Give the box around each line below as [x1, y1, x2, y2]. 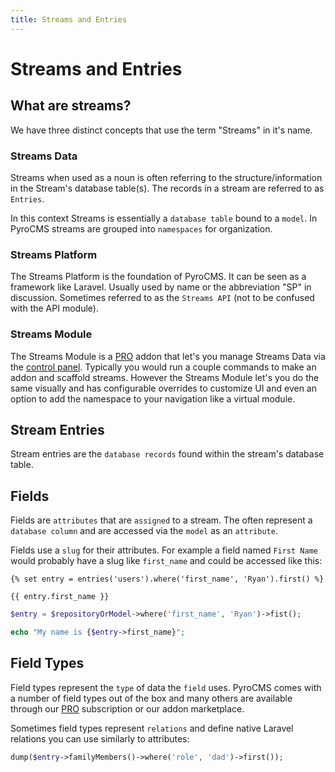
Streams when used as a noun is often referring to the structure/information [10, 171, 323, 183]
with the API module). [10, 302, 99, 315]
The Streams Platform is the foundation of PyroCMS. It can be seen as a [10, 271, 307, 283]
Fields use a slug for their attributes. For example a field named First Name [10, 544, 318, 556]
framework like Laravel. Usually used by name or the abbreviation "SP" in [10, 281, 312, 293]
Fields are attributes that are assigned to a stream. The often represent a [10, 514, 313, 526]
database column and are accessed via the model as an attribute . [10, 525, 278, 537]
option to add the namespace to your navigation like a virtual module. [10, 392, 296, 405]
